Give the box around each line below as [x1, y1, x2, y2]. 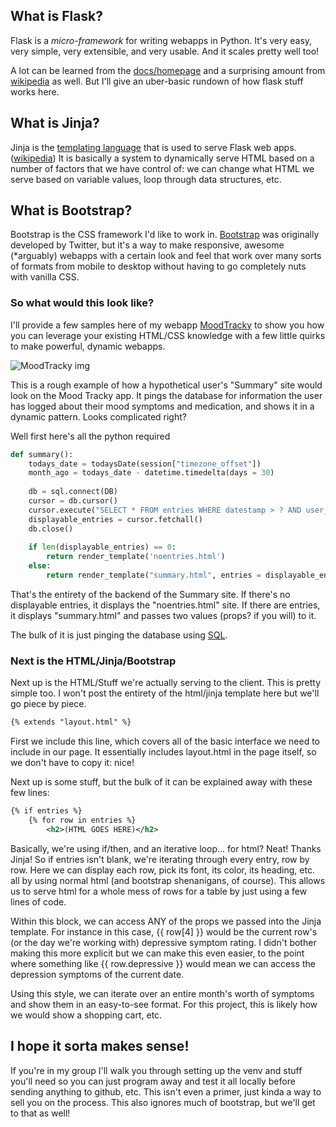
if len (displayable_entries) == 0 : [28, 542, 177, 553]
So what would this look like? [10, 296, 155, 310]
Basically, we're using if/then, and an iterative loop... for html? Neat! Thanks [10, 842, 322, 854]
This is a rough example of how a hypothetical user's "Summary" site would [10, 379, 323, 391]
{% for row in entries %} [28, 815, 137, 826]
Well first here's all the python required [10, 430, 171, 442]
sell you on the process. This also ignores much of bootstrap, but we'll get [10, 1096, 316, 1108]
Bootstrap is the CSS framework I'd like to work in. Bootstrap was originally [10, 229, 320, 241]
